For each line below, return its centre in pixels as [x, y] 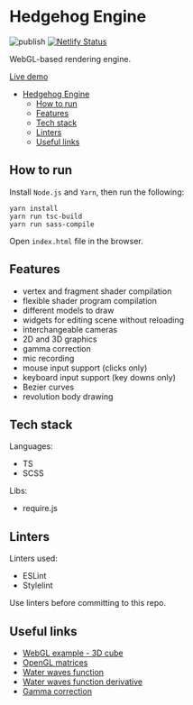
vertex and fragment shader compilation [97, 291]
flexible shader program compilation [90, 300]
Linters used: [34, 559]
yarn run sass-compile [52, 224]
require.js [40, 508]
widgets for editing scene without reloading [103, 320]
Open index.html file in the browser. [76, 241]
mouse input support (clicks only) [85, 368]
